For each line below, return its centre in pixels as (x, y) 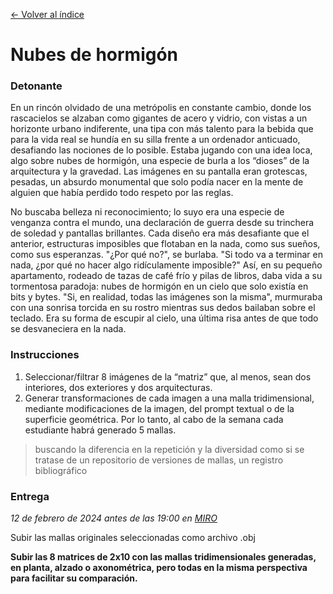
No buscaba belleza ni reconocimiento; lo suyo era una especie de (147, 212)
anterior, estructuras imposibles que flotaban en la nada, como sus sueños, (165, 244)
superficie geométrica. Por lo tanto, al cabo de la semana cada (154, 419)
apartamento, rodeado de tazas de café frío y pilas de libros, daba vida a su (166, 276)
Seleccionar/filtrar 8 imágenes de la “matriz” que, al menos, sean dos (168, 376)
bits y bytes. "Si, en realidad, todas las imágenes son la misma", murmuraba (166, 297)
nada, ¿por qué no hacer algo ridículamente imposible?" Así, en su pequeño (166, 265)
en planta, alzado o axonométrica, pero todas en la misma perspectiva (159, 568)
